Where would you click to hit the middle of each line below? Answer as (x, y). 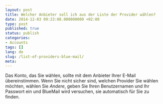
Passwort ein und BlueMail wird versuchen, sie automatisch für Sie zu (77, 91)
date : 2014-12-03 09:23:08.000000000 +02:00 (52, 19)
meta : (11, 61)
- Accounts (17, 43)
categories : (18, 38)
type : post (17, 24)
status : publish (22, 33)
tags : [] (14, 47)
